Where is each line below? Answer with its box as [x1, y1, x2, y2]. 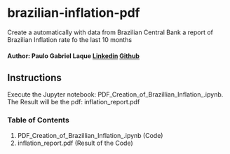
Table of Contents [7, 115, 70, 125]
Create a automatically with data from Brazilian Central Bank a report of [7, 28, 214, 36]
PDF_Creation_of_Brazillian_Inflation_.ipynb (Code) [17, 131, 163, 139]
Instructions [7, 71, 62, 83]
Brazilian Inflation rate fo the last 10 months [7, 35, 132, 43]
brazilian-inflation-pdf [7, 5, 140, 21]
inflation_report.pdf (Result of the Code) [17, 139, 133, 147]
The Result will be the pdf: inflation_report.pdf [7, 98, 140, 106]
